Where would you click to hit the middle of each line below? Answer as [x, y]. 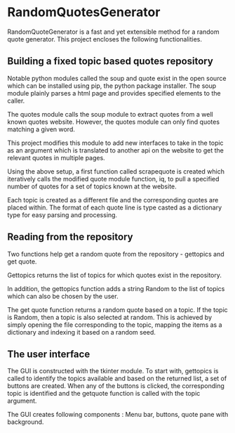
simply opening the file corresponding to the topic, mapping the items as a [115, 325]
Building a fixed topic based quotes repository [110, 62]
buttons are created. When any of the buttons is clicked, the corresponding [116, 386]
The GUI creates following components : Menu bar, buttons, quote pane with [118, 415]
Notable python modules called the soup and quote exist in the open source [117, 78]
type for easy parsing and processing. [62, 214]
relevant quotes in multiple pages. [56, 157]
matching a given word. [41, 129]
